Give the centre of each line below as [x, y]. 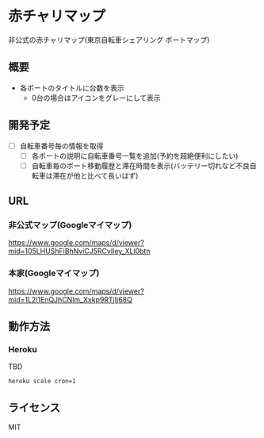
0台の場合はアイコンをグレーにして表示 [96, 98]
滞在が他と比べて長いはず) [96, 175]
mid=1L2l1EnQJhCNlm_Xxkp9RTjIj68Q [70, 299]
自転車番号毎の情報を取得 [61, 146]
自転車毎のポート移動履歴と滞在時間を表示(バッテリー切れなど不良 [140, 165]
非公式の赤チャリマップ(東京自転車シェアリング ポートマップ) [109, 40]
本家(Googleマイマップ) [54, 273]
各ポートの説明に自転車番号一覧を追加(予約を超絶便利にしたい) [135, 156]
